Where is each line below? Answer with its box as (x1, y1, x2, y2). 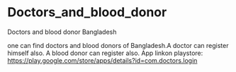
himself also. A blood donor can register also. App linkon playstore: (7, 49, 203, 57)
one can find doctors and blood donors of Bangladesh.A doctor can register (7, 41, 229, 49)
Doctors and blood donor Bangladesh (7, 28, 117, 36)
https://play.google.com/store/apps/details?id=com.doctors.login (7, 56, 198, 64)
